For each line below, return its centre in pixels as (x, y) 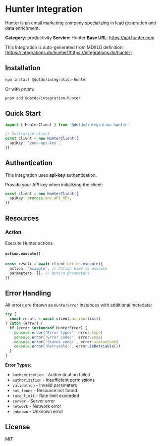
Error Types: (18, 365)
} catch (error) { (24, 323)
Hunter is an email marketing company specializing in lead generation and (80, 23)
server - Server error (34, 401)
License (18, 427)
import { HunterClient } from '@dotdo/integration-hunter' (67, 125)
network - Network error (37, 406)
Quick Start (23, 113)
